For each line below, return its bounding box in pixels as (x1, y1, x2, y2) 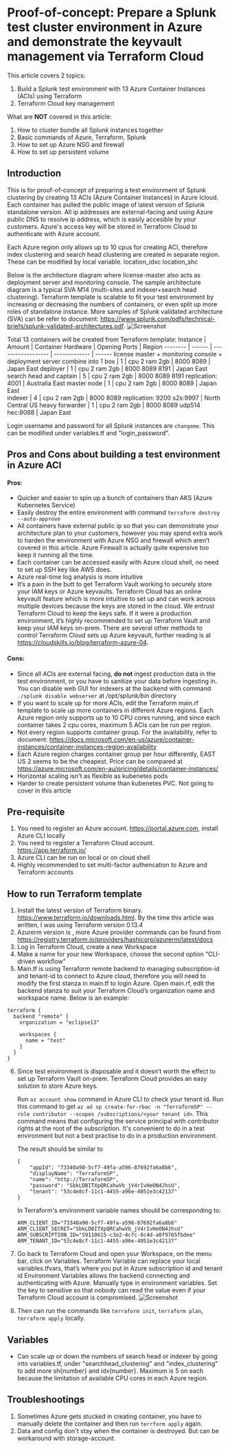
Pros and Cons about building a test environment (7, 448, 221, 461)
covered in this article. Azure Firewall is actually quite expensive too (16, 544, 209, 552)
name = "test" (25, 1037, 67, 1045)
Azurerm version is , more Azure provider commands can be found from (16, 928, 221, 937)
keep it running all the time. (16, 551, 95, 559)
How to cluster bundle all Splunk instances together (16, 126, 163, 134)
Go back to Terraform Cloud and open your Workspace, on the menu (16, 1250, 212, 1258)
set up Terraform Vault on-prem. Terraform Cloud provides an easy (16, 1075, 207, 1083)
